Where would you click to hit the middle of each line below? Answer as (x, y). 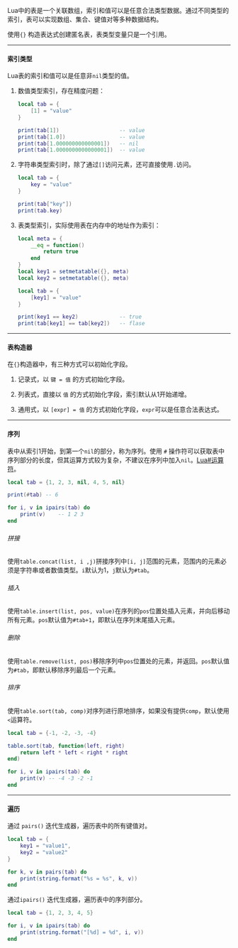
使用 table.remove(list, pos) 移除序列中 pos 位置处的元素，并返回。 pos (109, 661)
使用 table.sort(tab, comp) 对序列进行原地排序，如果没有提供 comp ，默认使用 (118, 710)
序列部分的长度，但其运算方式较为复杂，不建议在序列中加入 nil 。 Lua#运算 (116, 459)
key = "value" (51, 185)
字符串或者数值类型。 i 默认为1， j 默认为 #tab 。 (86, 570)
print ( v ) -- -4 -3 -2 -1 (57, 779)
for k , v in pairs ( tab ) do (47, 872)
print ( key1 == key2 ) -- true (80, 317)
